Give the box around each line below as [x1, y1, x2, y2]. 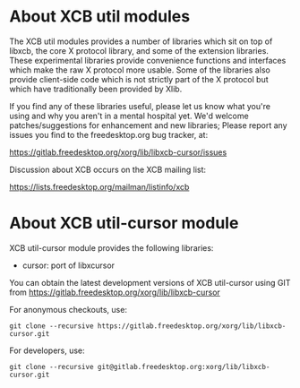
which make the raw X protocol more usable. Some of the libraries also [9, 65, 270, 75]
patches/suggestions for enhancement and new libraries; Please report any [9, 119, 288, 131]
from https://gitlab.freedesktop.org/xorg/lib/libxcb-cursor [9, 287, 221, 297]
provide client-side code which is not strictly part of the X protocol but [9, 73, 269, 84]
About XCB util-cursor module [9, 213, 239, 234]
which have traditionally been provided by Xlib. [9, 83, 183, 94]
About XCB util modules [9, 6, 191, 27]
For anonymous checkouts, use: [9, 304, 128, 315]
